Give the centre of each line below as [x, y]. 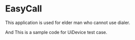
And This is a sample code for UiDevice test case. [56, 32]
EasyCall [24, 9]
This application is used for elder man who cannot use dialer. [68, 22]
